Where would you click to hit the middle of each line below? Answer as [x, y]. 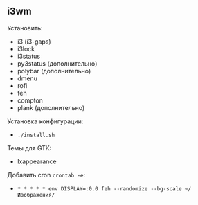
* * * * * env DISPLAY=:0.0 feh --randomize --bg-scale [99, 189]
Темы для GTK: [29, 148]
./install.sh [36, 135]
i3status [28, 56]
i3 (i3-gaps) [34, 42]
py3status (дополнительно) [57, 63]
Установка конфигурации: [45, 121]
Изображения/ [36, 195]
